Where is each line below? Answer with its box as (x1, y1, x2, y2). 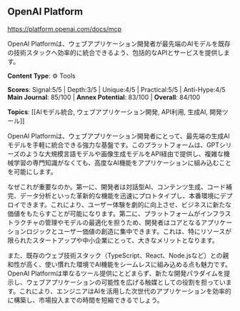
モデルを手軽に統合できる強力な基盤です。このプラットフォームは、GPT (7, 141, 220, 149)
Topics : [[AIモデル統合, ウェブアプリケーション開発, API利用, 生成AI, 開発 (7, 107, 223, 116)
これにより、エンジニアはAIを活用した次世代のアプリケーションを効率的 (19, 287, 231, 295)
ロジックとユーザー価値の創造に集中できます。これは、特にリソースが (26, 227, 232, 235)
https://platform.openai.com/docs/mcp (7, 24, 122, 33)
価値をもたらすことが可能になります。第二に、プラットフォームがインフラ (7, 209, 225, 218)
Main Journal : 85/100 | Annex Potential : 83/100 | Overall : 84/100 (7, 93, 201, 101)
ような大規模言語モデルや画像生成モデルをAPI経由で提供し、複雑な (26, 149, 224, 158)
